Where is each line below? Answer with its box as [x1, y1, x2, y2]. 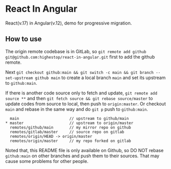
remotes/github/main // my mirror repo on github [10, 125, 131, 130]
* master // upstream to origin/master [5, 120, 134, 126]
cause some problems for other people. [5, 158, 88, 164]
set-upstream [5, 75, 33, 81]
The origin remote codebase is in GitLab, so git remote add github [5, 48, 146, 54]
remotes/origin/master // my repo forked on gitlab [10, 138, 131, 143]
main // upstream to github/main [10, 116, 129, 121]
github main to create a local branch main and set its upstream [35, 75, 166, 81]
